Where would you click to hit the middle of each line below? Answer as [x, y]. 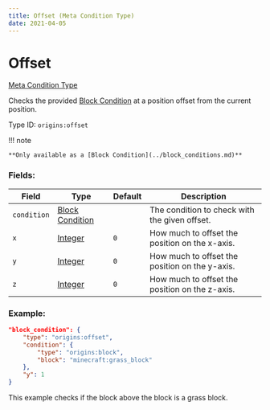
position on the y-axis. [192, 266]
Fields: [22, 175]
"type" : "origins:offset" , [68, 337]
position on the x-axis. [192, 243]
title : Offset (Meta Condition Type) [72, 16]
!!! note [20, 141]
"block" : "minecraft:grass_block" [95, 360]
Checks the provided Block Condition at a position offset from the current [130, 100]
